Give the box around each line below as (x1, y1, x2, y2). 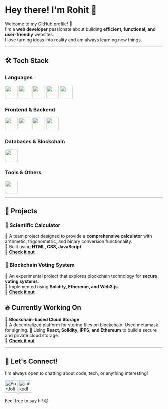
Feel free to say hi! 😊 (5, 398, 49, 404)
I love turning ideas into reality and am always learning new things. (5, 37, 142, 43)
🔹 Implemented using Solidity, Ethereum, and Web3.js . (5, 283, 119, 289)
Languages (5, 74, 33, 81)
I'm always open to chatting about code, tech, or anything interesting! (5, 370, 148, 376)
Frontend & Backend (5, 106, 55, 113)
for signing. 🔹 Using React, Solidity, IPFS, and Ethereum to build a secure (5, 327, 157, 333)
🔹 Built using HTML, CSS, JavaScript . (5, 244, 83, 250)
